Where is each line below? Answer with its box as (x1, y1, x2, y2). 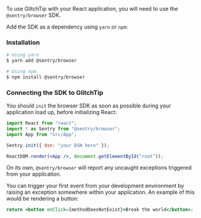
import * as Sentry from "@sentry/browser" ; (6, 126, 120, 132)
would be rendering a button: (6, 195, 79, 202)
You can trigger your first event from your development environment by (6, 182, 185, 190)
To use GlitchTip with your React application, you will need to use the (6, 5, 179, 12)
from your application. (6, 170, 62, 178)
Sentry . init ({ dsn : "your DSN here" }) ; (6, 142, 110, 149)
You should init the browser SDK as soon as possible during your (6, 102, 171, 109)
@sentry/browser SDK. (6, 11, 61, 19)
